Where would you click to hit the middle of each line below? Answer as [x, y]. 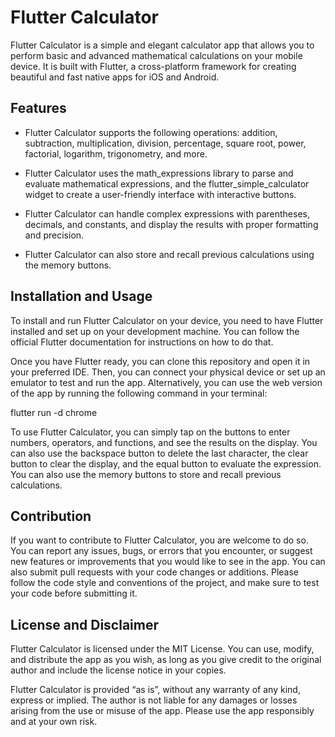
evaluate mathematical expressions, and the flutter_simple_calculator [167, 183]
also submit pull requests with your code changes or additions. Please [155, 572]
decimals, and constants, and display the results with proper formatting [171, 224]
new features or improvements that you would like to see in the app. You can [168, 562]
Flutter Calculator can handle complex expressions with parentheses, [167, 213]
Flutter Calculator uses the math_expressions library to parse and [159, 173]
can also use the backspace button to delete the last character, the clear [159, 453]
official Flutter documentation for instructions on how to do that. [142, 342]
